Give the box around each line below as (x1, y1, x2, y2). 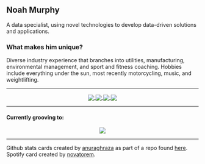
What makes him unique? (6, 43, 84, 51)
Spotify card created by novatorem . (6, 151, 96, 158)
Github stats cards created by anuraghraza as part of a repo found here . (6, 144, 188, 152)
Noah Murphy (6, 5, 60, 15)
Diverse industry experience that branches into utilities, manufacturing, (6, 57, 185, 64)
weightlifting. (6, 76, 39, 84)
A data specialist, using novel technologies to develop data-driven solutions (6, 21, 197, 28)
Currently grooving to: (6, 113, 64, 121)
